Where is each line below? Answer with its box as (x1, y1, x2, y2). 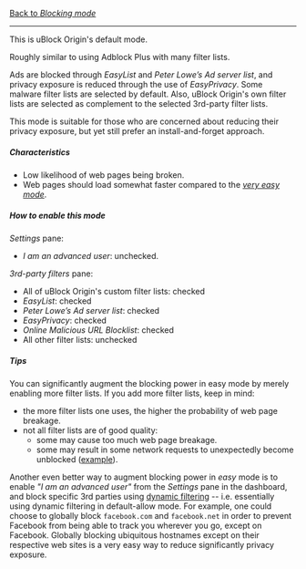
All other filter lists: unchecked (22, 334, 138, 345)
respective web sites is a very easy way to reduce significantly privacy (9, 539, 275, 550)
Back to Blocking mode (9, 8, 97, 18)
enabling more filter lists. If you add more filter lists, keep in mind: (9, 388, 255, 398)
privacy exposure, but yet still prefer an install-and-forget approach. (9, 126, 265, 136)
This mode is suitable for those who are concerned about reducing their (9, 116, 280, 127)
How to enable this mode (9, 210, 107, 221)
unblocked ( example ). (36, 453, 118, 464)
